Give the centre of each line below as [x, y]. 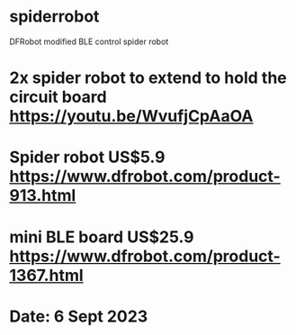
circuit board [58, 97]
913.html [43, 196]
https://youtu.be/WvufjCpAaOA [131, 117]
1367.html [46, 275]
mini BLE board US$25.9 [102, 237]
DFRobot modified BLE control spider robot [89, 41]
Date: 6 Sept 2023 [79, 316]
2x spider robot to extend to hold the [148, 78]
